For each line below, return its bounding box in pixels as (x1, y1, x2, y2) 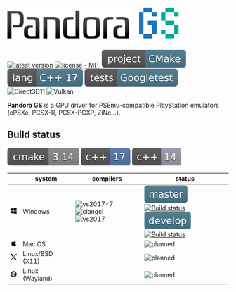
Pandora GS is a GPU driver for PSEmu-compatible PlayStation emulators (7, 101, 220, 109)
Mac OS (22, 239, 46, 248)
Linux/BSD (22, 250, 53, 258)
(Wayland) (22, 274, 53, 283)
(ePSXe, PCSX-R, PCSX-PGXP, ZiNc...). (7, 108, 121, 117)
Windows (22, 208, 51, 215)
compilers (91, 174, 122, 183)
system (34, 174, 58, 183)
